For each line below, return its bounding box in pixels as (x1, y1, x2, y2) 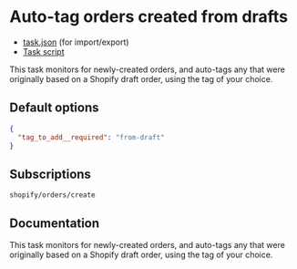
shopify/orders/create (9, 191, 96, 200)
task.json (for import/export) (22, 36, 129, 47)
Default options (9, 100, 99, 116)
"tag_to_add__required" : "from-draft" (17, 132, 166, 142)
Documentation (9, 215, 100, 231)
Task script (22, 46, 66, 57)
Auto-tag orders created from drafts (9, 6, 289, 27)
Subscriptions (9, 166, 91, 181)
